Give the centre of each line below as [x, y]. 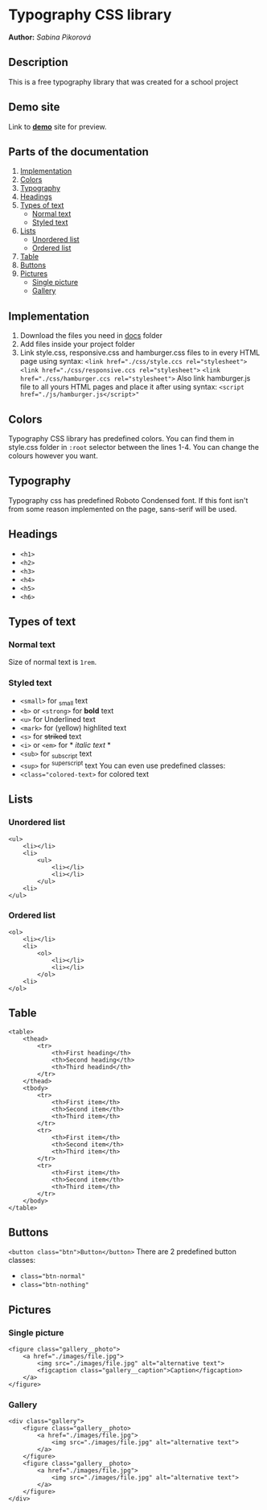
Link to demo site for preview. [58, 126]
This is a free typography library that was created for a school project [123, 81]
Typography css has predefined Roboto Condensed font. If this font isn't [128, 500]
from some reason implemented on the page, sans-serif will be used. [123, 509]
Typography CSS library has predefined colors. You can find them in [121, 439]
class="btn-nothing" [54, 1285]
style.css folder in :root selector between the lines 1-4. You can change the [134, 447]
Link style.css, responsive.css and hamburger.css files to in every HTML [140, 353]
